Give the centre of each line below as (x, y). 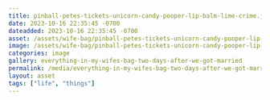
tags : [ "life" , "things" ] (51, 83)
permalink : (27, 69)
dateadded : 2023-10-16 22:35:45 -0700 (73, 31)
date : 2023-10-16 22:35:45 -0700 (64, 23)
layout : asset (32, 76)
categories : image (39, 53)
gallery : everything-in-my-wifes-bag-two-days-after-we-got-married (125, 61)
